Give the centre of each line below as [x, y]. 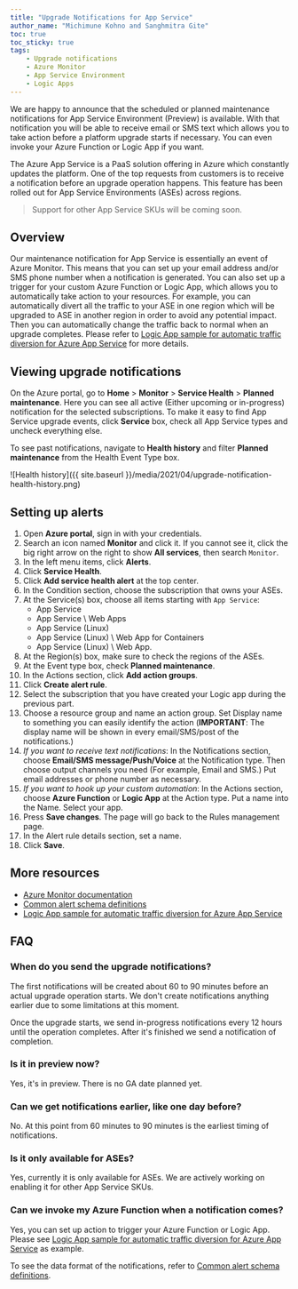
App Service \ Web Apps [81, 619]
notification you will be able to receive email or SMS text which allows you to [150, 128]
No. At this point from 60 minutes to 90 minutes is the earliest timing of [140, 1126]
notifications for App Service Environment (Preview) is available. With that [145, 118]
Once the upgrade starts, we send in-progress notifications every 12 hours [146, 1022]
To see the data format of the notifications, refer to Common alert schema [145, 1265]
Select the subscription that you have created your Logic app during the [154, 694]
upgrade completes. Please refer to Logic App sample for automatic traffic [146, 334]
